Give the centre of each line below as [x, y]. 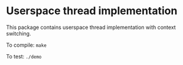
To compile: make [27, 45]
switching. [19, 33]
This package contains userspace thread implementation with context [91, 27]
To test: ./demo [24, 56]
